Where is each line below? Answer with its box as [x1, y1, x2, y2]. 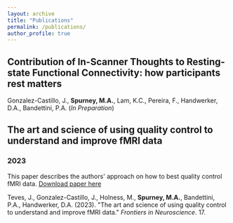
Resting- [186, 55, 226, 67]
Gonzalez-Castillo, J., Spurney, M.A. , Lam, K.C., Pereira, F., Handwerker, [7, 96, 218, 105]
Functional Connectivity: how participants [32, 67, 221, 79]
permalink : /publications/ [7, 23, 86, 30]
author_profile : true [7, 29, 71, 37]
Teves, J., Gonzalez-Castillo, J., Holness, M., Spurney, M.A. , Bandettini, [7, 193, 215, 201]
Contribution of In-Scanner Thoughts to [7, 55, 185, 67]
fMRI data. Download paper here [7, 180, 102, 188]
